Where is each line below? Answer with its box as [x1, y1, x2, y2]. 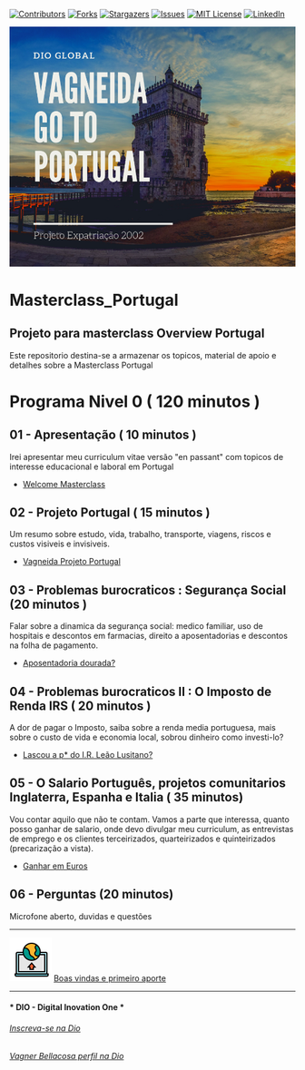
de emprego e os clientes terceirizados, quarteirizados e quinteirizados [9, 833, 276, 844]
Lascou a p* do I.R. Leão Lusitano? [22, 749, 153, 760]
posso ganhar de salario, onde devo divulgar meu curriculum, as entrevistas [9, 823, 294, 834]
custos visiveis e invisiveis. [9, 538, 111, 549]
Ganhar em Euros [22, 860, 88, 871]
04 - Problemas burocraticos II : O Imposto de [9, 683, 272, 699]
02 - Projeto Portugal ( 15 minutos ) [9, 505, 211, 520]
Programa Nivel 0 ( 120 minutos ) [9, 391, 261, 412]
